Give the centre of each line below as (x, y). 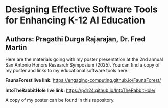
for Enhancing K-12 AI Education (75, 20)
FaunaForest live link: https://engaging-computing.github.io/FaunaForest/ (83, 80)
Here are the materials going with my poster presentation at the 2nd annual (84, 59)
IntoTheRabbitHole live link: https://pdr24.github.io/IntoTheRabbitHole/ (80, 90)
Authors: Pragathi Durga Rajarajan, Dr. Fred (75, 39)
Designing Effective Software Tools (82, 9)
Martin (16, 47)
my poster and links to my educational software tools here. (67, 70)
